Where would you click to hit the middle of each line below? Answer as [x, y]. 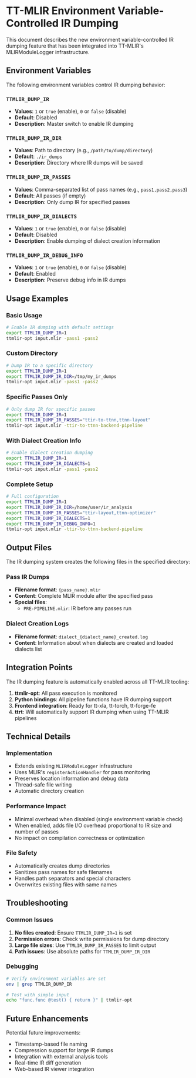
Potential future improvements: [43, 1033]
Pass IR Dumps [28, 577]
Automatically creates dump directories [62, 866]
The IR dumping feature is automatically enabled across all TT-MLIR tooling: [98, 682]
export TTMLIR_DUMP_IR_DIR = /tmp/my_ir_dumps [61, 376]
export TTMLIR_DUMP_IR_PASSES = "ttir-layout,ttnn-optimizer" [81, 513]
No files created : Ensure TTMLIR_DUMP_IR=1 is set [73, 932]
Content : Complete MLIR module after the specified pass [84, 596]
